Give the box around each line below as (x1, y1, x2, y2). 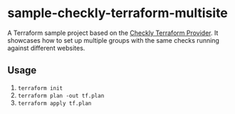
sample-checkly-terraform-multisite (7, 5, 228, 21)
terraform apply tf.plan (17, 100, 92, 107)
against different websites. (7, 43, 85, 52)
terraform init (17, 84, 63, 92)
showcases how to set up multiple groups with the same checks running (7, 36, 219, 44)
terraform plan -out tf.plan (17, 92, 105, 99)
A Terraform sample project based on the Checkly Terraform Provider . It (7, 28, 219, 37)
